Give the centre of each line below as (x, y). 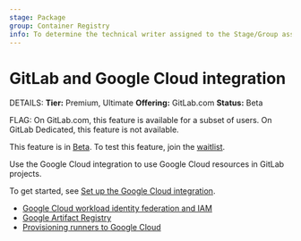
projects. (26, 174)
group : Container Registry (60, 26)
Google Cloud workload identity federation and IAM (117, 208)
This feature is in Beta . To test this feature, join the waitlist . (117, 147)
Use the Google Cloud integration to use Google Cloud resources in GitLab (147, 164)
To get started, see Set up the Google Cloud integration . (112, 191)
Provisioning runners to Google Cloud (91, 228)
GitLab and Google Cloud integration (148, 78)
